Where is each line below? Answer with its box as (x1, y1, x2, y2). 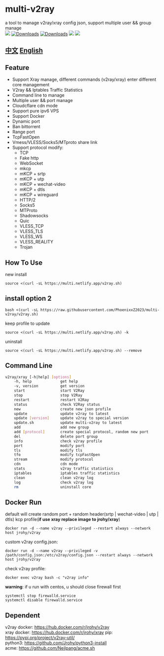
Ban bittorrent (12, 124, 40, 130)
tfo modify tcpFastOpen (14, 452, 100, 457)
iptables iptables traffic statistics (14, 471, 120, 476)
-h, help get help (14, 379, 78, 384)
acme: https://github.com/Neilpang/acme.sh (5, 645, 95, 651)
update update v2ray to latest (14, 411, 109, 416)
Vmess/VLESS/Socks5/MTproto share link (12, 139, 98, 145)
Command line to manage (12, 92, 65, 98)
